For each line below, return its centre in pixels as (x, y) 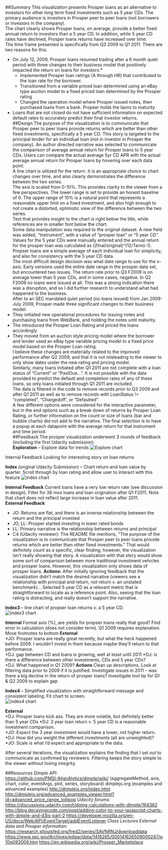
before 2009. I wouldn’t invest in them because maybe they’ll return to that (82, 644)
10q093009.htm (22, 842)
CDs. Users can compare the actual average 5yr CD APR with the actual (86, 155)
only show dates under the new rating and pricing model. (71, 362)
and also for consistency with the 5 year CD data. (63, 256)
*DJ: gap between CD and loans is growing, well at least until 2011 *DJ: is (81, 654)
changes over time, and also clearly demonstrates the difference (79, 176)
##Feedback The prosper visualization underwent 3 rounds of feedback (86, 437)
